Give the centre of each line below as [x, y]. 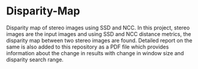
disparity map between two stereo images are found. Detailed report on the [99, 40]
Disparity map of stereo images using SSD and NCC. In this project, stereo [98, 28]
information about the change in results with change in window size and [95, 53]
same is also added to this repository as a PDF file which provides [88, 47]
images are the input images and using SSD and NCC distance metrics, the [99, 34]
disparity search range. [35, 59]
